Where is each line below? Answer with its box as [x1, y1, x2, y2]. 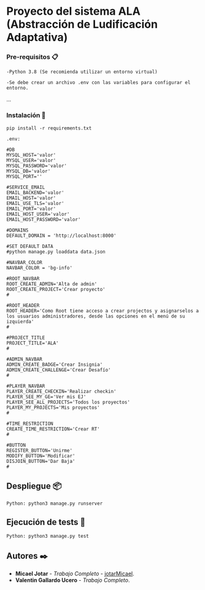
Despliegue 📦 [6, 481, 62, 492]
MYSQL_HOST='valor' [6, 152, 56, 158]
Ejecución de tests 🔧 [6, 517, 86, 527]
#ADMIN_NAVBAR [6, 356, 43, 362]
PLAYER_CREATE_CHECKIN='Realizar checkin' [6, 388, 117, 394]
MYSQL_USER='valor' [6, 157, 56, 163]
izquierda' [6, 318, 34, 325]
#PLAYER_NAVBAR [6, 382, 45, 389]
